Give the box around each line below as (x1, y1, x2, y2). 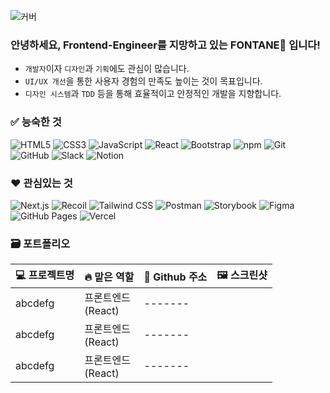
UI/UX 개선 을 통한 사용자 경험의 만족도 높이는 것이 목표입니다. (24, 75, 263, 87)
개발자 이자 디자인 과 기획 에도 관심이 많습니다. (24, 63, 190, 75)
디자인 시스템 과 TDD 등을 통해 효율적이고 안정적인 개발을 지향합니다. (24, 88, 282, 100)
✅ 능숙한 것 (10, 115, 62, 129)
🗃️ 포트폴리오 (10, 236, 71, 250)
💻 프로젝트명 (15, 268, 75, 282)
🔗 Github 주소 (143, 270, 208, 284)
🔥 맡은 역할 (84, 270, 135, 284)
